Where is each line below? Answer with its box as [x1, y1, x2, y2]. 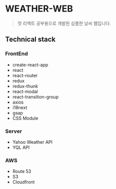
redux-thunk [12, 83, 38, 89]
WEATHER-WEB [5, 3, 73, 15]
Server [5, 128, 22, 135]
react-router [12, 72, 38, 78]
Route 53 [12, 168, 31, 174]
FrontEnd [5, 50, 28, 57]
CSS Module [12, 115, 38, 121]
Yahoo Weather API [12, 139, 53, 145]
